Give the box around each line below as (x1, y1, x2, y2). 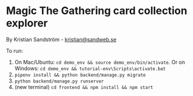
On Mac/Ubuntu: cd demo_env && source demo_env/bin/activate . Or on (14, 59, 185, 66)
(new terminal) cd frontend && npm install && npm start (14, 83, 153, 90)
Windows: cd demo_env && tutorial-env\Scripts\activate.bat (14, 64, 166, 71)
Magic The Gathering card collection (6, 4, 188, 18)
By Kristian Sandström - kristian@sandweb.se (6, 36, 117, 43)
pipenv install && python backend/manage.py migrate (14, 72, 146, 78)
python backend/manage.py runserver (14, 78, 104, 84)
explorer (6, 16, 48, 30)
